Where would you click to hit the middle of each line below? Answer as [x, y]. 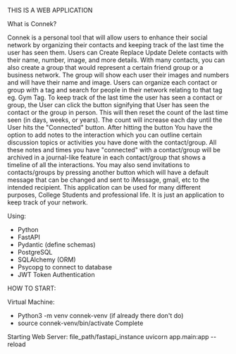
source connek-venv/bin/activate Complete [80, 323]
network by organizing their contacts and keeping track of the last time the [116, 45]
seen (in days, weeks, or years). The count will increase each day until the [115, 120]
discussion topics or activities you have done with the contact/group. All [112, 142]
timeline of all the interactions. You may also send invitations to [99, 165]
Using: [17, 216]
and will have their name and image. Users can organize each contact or [112, 83]
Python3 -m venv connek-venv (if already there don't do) [100, 316]
